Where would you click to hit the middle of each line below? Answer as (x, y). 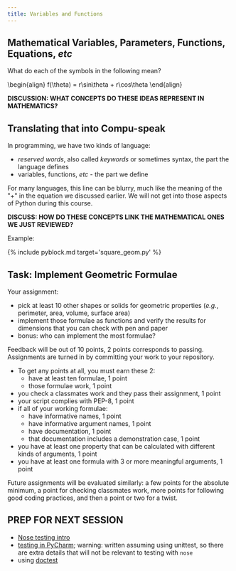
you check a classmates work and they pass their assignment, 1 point (119, 394)
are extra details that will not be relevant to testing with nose (105, 553)
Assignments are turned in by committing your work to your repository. (111, 357)
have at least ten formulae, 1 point (78, 378)
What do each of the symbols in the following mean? (84, 71)
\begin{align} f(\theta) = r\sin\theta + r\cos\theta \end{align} (95, 85)
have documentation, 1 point (70, 432)
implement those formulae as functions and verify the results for (112, 321)
